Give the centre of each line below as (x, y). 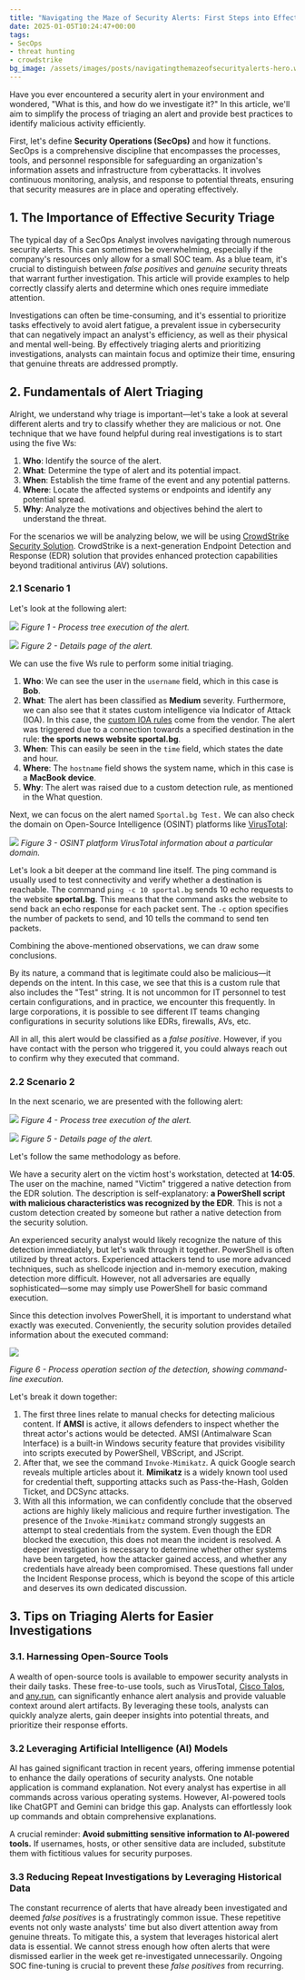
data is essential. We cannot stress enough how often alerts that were (140, 1946)
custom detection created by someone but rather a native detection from (146, 1213)
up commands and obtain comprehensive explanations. (113, 1816)
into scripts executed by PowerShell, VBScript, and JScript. (133, 1453)
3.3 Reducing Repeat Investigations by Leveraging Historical (146, 1877)
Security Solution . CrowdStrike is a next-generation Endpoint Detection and (151, 545)
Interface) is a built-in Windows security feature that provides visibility (154, 1443)
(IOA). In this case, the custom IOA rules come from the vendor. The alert (159, 720)
